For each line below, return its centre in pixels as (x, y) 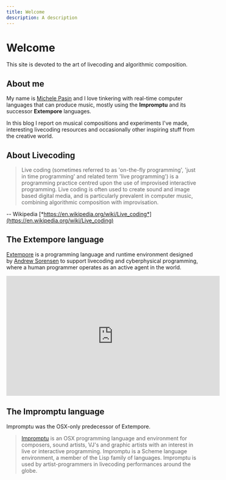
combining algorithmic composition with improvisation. (90, 202)
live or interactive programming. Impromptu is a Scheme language (104, 451)
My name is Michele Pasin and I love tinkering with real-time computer (94, 99)
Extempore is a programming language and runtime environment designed (100, 254)
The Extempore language (55, 240)
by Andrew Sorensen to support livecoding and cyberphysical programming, (102, 261)
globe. (29, 470)
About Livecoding (41, 155)
